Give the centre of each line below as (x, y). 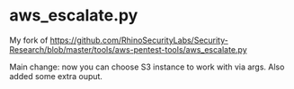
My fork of (29, 40)
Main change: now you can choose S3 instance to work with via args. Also (147, 67)
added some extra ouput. (56, 76)
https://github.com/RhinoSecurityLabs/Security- (139, 40)
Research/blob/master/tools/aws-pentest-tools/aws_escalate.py (128, 49)
